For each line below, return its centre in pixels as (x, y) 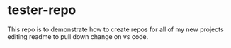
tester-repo (42, 10)
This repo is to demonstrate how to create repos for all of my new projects (116, 29)
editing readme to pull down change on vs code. (78, 36)
